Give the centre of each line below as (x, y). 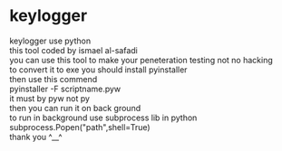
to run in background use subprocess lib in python (103, 118)
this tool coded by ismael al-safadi (74, 50)
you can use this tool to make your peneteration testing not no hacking (141, 60)
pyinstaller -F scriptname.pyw (65, 89)
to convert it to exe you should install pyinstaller (98, 70)
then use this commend (53, 79)
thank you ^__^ (36, 137)
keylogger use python (50, 41)
